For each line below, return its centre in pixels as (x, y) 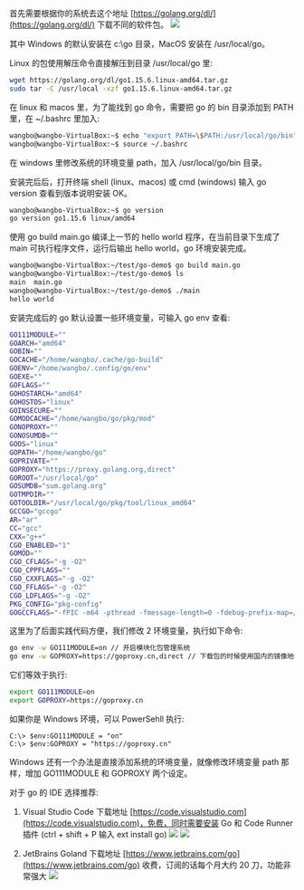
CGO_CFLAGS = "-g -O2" (48, 562)
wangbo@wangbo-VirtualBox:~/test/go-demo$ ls (96, 274)
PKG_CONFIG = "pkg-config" (56, 604)
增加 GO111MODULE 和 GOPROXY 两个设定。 (109, 773)
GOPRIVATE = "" (34, 461)
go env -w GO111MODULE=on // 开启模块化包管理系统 (100, 648)
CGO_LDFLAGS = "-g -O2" (50, 596)
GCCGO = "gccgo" (36, 512)
